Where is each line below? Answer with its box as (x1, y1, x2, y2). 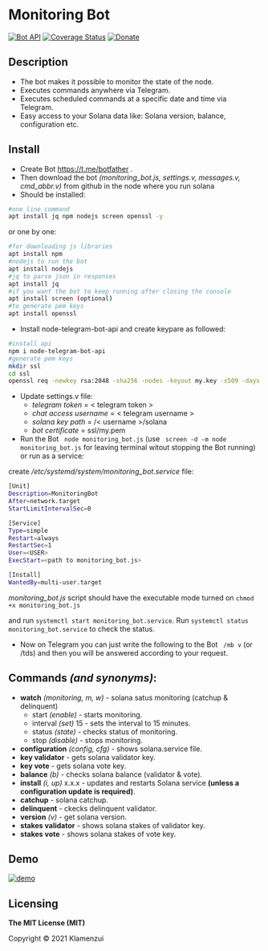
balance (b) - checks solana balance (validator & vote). (19, 769, 203, 779)
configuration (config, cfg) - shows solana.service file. (19, 744, 203, 754)
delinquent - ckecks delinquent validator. (19, 803, 157, 813)
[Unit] (8, 482, 30, 490)
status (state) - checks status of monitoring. (31, 726, 178, 736)
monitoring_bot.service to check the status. (8, 624, 155, 633)
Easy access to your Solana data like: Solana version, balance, (19, 111, 226, 120)
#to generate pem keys (8, 303, 84, 311)
